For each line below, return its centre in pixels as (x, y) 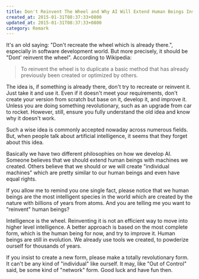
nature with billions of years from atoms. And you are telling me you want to (98, 203)
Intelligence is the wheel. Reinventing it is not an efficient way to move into (97, 221)
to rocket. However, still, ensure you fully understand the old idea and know (98, 112)
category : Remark (28, 28)
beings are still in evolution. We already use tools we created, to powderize (97, 240)
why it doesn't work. (31, 118)
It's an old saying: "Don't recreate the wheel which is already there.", (90, 45)
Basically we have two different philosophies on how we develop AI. (89, 154)
